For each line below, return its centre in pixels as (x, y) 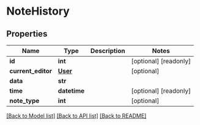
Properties (27, 34)
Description (108, 51)
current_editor (31, 71)
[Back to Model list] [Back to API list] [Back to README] (76, 116)
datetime (71, 91)
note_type (24, 101)
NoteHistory (38, 11)
